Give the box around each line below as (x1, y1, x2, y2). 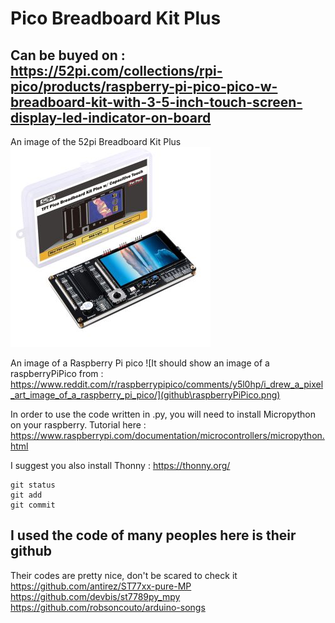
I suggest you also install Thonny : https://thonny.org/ (10, 460, 231, 471)
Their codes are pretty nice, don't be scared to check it (10, 569, 238, 581)
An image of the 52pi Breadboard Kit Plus (10, 136, 182, 147)
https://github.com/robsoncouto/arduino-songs (10, 601, 206, 613)
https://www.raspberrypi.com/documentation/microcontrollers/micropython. (10, 430, 325, 441)
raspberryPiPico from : (10, 368, 104, 379)
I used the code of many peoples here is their (10, 527, 297, 544)
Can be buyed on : (10, 47, 126, 64)
